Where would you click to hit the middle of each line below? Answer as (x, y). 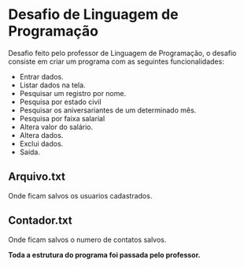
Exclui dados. (41, 143)
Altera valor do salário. (56, 127)
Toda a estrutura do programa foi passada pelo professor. (104, 254)
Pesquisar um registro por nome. (73, 93)
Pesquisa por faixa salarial (62, 118)
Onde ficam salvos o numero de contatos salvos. (87, 239)
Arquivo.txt (37, 177)
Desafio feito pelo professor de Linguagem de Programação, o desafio (122, 53)
